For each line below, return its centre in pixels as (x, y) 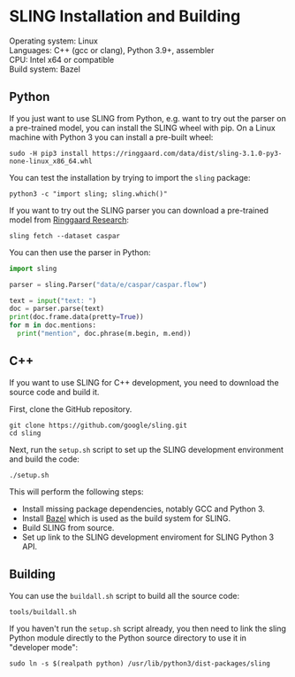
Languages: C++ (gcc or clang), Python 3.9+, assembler (112, 50)
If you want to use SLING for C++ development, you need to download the (144, 382)
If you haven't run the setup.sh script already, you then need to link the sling (148, 628)
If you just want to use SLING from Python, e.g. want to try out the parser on (148, 118)
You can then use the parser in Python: (80, 252)
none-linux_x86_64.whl (51, 161)
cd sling (25, 433)
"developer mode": (44, 647)
